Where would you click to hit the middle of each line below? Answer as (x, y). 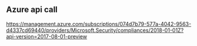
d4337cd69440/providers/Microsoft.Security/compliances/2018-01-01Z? (95, 30)
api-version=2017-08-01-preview (47, 36)
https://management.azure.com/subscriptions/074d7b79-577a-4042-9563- (99, 24)
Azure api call (32, 10)
